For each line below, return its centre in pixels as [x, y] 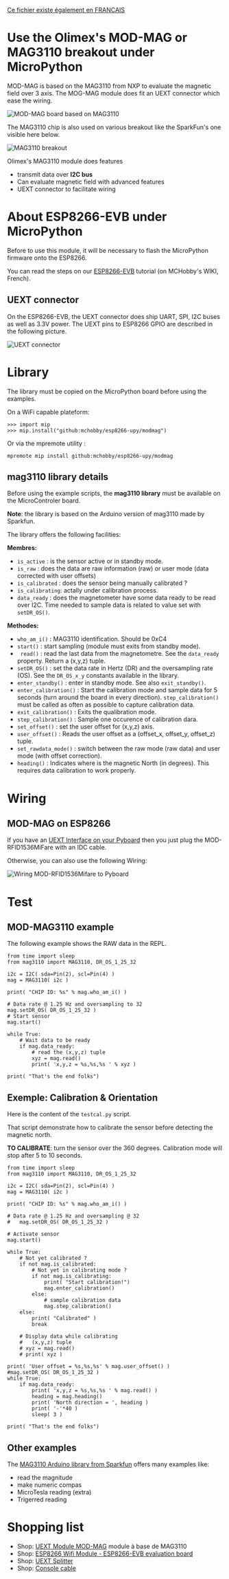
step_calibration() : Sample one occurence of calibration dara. [107, 719]
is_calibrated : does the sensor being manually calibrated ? [102, 583]
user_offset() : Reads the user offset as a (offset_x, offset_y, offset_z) [116, 734]
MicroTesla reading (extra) [54, 1492]
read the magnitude [45, 1478]
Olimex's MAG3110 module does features [65, 161]
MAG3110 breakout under [81, 53]
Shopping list [46, 1527]
